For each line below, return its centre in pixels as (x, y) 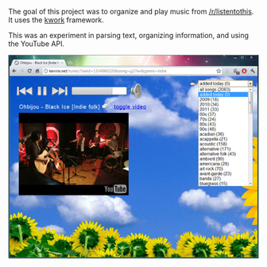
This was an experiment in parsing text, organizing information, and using (128, 35)
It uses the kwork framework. (56, 20)
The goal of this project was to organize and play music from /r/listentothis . (131, 12)
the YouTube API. (37, 44)
